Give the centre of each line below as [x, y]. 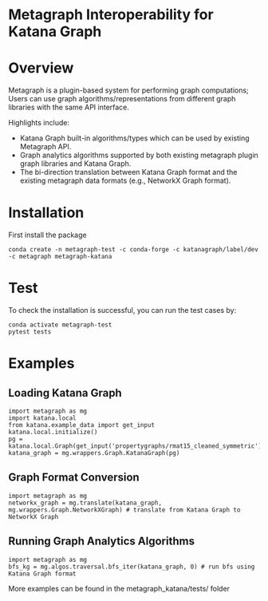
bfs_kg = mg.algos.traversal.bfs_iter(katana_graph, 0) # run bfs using [132, 567]
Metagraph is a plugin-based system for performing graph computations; [128, 90]
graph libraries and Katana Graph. [75, 164]
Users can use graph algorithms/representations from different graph [122, 99]
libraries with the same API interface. [69, 107]
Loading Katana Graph [65, 393]
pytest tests [30, 332]
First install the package [47, 235]
